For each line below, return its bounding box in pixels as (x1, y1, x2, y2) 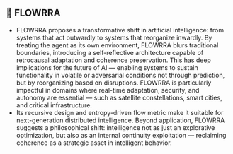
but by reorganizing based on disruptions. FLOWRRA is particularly (16, 78, 212, 87)
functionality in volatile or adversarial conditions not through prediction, (16, 71, 225, 79)
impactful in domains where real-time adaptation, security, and (16, 85, 200, 94)
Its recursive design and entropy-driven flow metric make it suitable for (16, 108, 224, 117)
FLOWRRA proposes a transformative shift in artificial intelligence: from (16, 25, 224, 34)
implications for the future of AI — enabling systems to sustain (16, 63, 198, 71)
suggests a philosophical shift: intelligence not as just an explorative (16, 123, 215, 131)
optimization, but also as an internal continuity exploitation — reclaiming (16, 131, 227, 139)
